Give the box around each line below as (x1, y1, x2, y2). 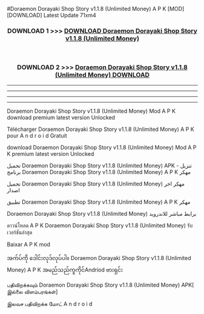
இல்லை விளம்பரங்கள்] (7, 288, 58, 295)
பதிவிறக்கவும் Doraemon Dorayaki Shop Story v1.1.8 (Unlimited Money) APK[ (7, 281, 194, 289)
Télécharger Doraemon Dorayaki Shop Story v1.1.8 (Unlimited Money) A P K (7, 125, 194, 133)
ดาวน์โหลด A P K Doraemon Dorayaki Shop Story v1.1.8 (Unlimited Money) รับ (7, 221, 193, 229)
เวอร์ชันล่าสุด (7, 229, 33, 236)
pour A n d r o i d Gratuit (7, 132, 67, 139)
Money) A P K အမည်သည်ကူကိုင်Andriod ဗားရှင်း (7, 266, 123, 273)
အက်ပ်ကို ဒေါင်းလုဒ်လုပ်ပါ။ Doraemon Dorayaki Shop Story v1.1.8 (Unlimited (7, 254, 191, 261)
